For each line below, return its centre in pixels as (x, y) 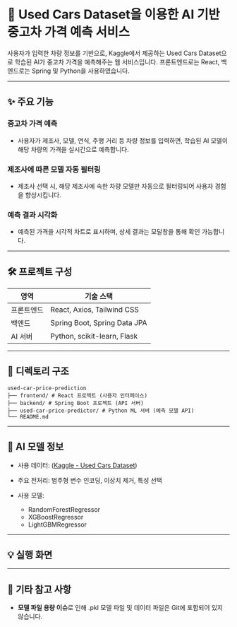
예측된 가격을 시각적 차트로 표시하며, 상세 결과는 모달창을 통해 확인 (109, 232)
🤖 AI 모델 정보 (36, 447)
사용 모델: (31, 495)
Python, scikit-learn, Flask (94, 336)
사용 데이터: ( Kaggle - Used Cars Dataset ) (77, 465)
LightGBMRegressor (57, 525)
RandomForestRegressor (64, 509)
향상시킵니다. (43, 194)
